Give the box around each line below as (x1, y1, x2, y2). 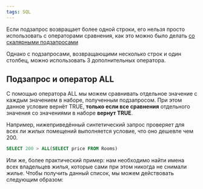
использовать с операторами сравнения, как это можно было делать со (6, 31, 195, 39)
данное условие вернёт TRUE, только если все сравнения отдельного (6, 103, 190, 110)
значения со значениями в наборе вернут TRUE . (6, 110, 133, 117)
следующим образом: (6, 176, 64, 184)
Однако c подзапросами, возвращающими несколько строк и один (6, 50, 182, 58)
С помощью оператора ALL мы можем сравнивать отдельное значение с (6, 90, 198, 98)
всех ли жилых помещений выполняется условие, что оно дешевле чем (6, 128, 194, 135)
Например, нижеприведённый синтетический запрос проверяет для (6, 121, 185, 128)
